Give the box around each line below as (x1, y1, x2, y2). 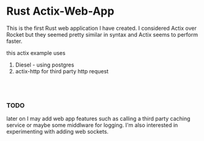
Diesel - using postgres (15, 61, 75, 68)
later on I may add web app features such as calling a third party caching (6, 115, 191, 123)
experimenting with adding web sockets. (6, 128, 109, 136)
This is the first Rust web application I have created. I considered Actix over (6, 24, 197, 32)
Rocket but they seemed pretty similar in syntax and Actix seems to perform (6, 31, 198, 38)
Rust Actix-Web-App (6, 4, 115, 18)
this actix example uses (6, 49, 66, 56)
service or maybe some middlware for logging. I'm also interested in (6, 121, 178, 129)
